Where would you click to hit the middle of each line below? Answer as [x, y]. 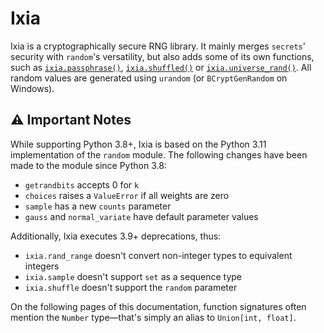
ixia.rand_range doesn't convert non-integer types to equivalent [158, 255]
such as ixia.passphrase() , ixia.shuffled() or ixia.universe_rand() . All [161, 67]
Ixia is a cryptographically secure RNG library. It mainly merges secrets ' [158, 46]
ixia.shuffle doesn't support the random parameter [131, 287]
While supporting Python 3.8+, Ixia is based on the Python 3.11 [138, 144]
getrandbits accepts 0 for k [82, 184]
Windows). [32, 88]
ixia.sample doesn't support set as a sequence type [133, 276]
